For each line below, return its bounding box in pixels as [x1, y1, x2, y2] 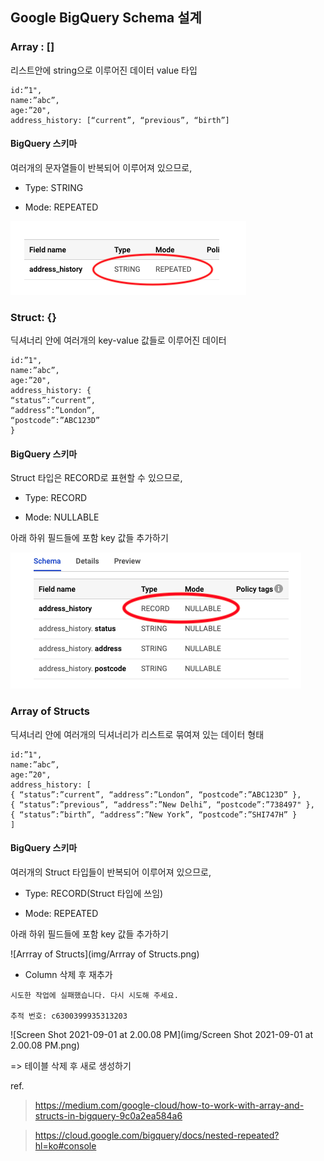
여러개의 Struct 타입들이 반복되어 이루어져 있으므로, [10, 866, 212, 878]
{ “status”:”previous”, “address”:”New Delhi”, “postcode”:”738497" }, [10, 799, 315, 810]
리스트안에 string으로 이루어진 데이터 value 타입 [10, 64, 198, 76]
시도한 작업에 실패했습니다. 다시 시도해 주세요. [10, 990, 179, 1000]
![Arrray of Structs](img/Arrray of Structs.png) [10, 948, 200, 960]
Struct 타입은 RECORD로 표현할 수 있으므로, [10, 472, 183, 484]
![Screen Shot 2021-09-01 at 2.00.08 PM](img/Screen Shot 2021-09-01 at [10, 1028, 314, 1040]
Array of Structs [10, 704, 91, 718]
